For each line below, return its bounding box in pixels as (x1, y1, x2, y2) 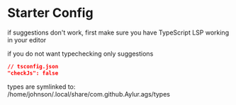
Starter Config (7, 5, 94, 21)
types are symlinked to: (7, 82, 76, 91)
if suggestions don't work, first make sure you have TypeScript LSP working (7, 28, 229, 37)
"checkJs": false (7, 69, 59, 77)
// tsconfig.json (7, 63, 59, 70)
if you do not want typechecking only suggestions (7, 49, 154, 58)
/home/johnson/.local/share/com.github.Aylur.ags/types (7, 89, 170, 98)
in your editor (7, 35, 47, 44)
